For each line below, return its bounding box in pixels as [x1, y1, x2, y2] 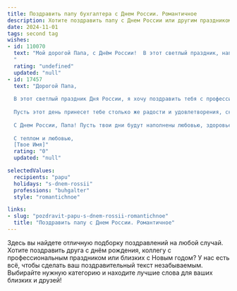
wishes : [7, 37, 30, 44]
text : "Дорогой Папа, [13, 82, 78, 89]
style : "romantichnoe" [13, 193, 80, 201]
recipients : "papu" [13, 173, 71, 180]
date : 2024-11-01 [7, 23, 59, 30]
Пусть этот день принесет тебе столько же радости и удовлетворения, [13, 109, 222, 116]
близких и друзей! [7, 275, 62, 284]
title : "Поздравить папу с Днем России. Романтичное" [13, 219, 175, 226]
